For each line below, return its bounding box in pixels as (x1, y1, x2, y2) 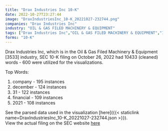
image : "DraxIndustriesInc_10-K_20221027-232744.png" (5, 16, 120, 21)
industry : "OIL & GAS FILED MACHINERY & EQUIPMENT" (5, 26, 115, 31)
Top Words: (5, 69, 29, 75)
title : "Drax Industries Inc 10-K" (5, 7, 79, 12)
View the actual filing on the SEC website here (5, 120, 100, 126)
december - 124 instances (12, 84, 66, 90)
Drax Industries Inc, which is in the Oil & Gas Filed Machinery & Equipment (5, 48, 158, 55)
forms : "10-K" (5, 35, 35, 40)
